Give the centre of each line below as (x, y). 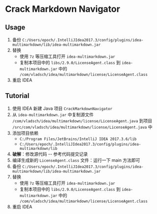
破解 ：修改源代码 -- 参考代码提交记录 (50, 154)
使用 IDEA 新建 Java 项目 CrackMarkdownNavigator (62, 108)
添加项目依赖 (25, 133)
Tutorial (17, 96)
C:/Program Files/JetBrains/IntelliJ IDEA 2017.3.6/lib (78, 139)
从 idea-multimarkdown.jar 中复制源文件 (53, 114)
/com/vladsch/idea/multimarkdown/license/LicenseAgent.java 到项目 (82, 121)
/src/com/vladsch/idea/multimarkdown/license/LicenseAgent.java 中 (82, 127)
